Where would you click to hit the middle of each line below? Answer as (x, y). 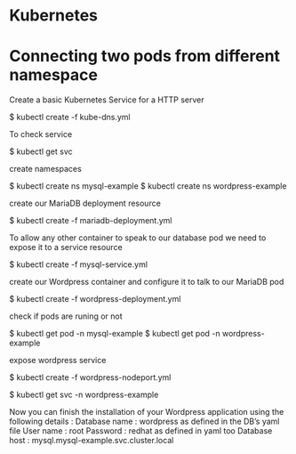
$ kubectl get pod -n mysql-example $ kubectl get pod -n (115, 334)
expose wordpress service (58, 361)
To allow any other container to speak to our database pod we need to (138, 238)
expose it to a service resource (66, 247)
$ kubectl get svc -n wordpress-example (84, 395)
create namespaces (45, 169)
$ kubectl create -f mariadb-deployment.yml (91, 221)
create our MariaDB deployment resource (85, 203)
